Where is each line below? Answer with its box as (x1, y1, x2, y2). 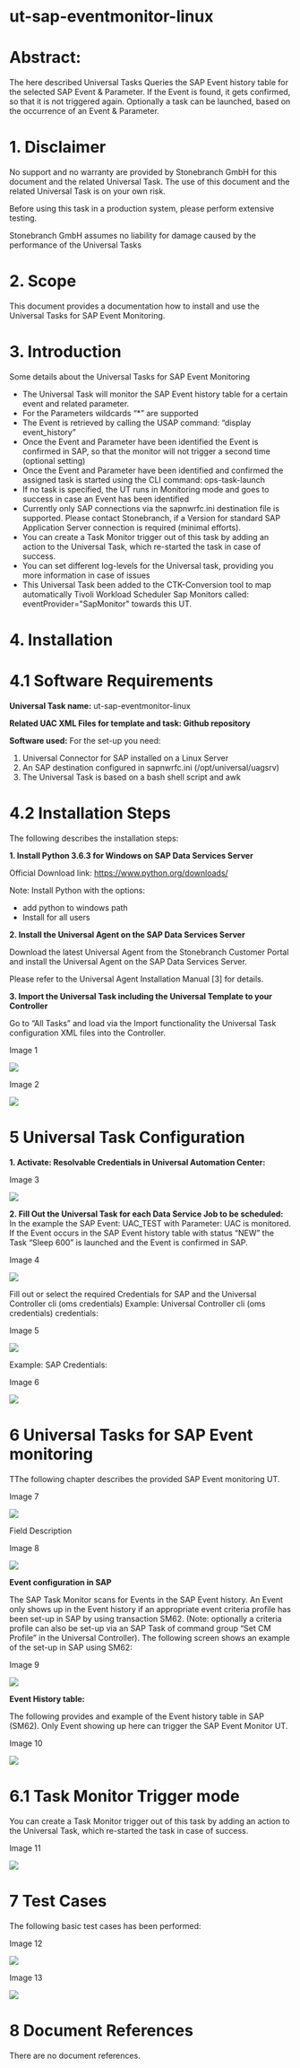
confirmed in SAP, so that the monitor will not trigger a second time (21, 446, 270, 457)
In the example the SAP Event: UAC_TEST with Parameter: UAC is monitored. (9, 1217, 292, 1228)
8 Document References (9, 2020, 194, 2040)
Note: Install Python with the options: (9, 886, 146, 895)
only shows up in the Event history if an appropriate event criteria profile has (9, 1603, 291, 1614)
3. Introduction (9, 342, 123, 362)
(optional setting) (21, 455, 86, 466)
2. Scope (9, 271, 77, 292)
